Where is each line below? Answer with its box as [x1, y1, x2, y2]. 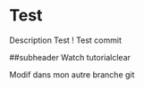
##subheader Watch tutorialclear [9, 52, 131, 62]
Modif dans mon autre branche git [9, 69, 135, 80]
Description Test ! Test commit [9, 35, 123, 45]
